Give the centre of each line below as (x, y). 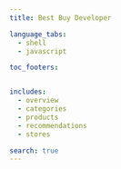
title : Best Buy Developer (60, 18)
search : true (34, 151)
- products (38, 117)
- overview (38, 101)
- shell (32, 43)
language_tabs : (38, 34)
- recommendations (53, 125)
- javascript (42, 51)
